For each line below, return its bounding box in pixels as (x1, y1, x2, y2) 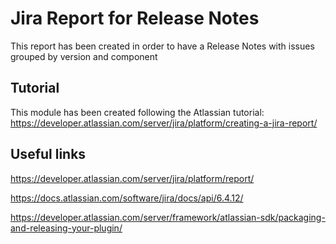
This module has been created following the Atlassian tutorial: (10, 106, 265, 118)
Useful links (10, 146, 87, 163)
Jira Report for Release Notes (10, 7, 260, 30)
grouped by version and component (10, 50, 158, 62)
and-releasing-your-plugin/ (10, 222, 123, 234)
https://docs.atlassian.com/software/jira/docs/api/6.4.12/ (10, 192, 244, 204)
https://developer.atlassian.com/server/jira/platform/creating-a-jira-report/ (10, 117, 318, 129)
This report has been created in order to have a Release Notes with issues (10, 40, 315, 52)
